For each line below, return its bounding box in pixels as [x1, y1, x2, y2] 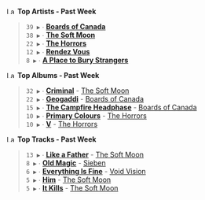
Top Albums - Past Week [16, 71, 100, 80]
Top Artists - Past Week [16, 7, 97, 16]
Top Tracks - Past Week [16, 135, 97, 144]
